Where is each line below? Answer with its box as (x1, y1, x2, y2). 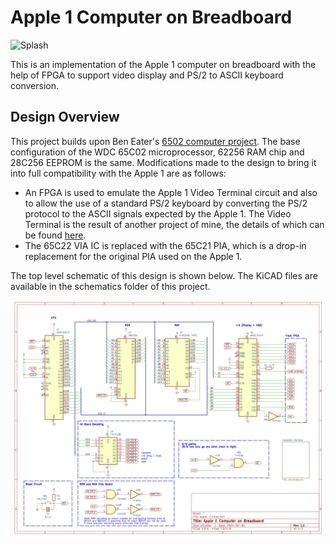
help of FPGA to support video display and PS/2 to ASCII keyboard (10, 69, 284, 81)
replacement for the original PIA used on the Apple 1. (24, 250, 243, 262)
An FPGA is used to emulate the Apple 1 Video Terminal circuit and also (24, 186, 318, 198)
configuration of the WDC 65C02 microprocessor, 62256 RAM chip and (10, 146, 305, 158)
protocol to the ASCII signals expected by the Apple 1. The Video (24, 207, 292, 220)
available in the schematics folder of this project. (10, 280, 211, 292)
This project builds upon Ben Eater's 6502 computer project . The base (10, 135, 301, 147)
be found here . (24, 229, 87, 241)
